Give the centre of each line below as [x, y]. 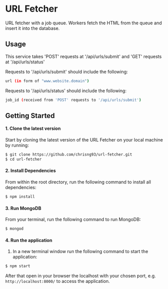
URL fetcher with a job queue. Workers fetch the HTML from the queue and [83, 23]
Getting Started [30, 115]
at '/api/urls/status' [25, 62]
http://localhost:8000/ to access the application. [58, 281]
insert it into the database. [32, 28]
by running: [17, 146]
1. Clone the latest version [33, 129]
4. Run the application [29, 240]
